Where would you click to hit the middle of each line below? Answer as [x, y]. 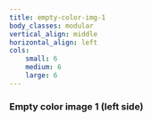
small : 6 [42, 59]
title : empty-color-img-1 [57, 17]
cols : [19, 51]
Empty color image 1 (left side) [76, 106]
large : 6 [42, 76]
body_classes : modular [51, 26]
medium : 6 [44, 68]
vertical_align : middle [54, 34]
